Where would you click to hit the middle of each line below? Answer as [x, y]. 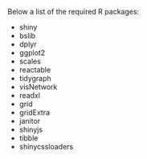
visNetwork [38, 87]
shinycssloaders [46, 147]
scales [30, 61]
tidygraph [35, 78]
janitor [30, 121]
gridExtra [34, 112]
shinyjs [31, 129]
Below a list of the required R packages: [73, 12]
